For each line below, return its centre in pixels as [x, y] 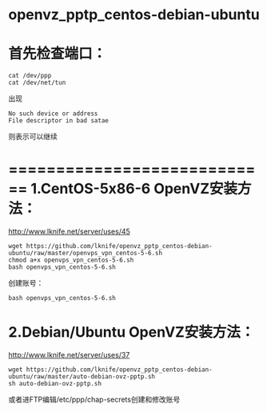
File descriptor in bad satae [59, 121]
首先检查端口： [58, 54]
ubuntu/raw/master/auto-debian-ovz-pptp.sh [82, 377]
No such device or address [53, 114]
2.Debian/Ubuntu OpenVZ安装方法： [132, 332]
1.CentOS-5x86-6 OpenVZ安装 [134, 189]
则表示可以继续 [33, 137]
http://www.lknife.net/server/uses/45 [69, 232]
